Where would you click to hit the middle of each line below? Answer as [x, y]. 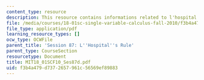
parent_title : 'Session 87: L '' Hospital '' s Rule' [70, 46]
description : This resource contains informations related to [87, 17]
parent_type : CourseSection [42, 51]
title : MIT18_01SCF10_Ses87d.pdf [49, 62]
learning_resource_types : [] [43, 34]
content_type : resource [36, 12]
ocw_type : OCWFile [29, 40]
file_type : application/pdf [42, 29]
